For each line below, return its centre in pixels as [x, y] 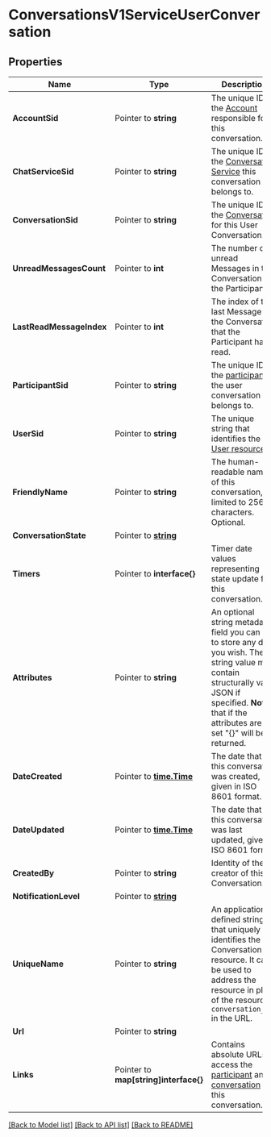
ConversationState [49, 535]
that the [225, 332]
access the [232, 1064]
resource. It [233, 960]
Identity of [230, 863]
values [223, 558]
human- [244, 462]
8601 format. [236, 796]
